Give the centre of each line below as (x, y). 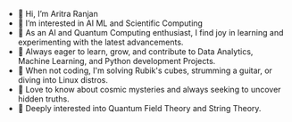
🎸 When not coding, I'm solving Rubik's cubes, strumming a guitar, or (145, 70)
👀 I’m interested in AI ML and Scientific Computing (110, 23)
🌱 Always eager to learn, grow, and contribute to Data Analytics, (135, 52)
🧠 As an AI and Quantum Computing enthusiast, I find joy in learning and (150, 33)
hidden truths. (43, 99)
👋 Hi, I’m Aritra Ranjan (58, 14)
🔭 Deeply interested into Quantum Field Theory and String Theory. (139, 108)
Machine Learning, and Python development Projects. (117, 61)
